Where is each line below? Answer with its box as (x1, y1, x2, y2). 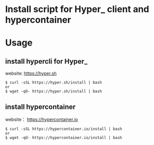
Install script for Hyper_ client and (5, 4, 149, 15)
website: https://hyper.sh (5, 70, 57, 76)
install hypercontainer (5, 102, 76, 111)
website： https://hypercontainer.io (5, 116, 78, 122)
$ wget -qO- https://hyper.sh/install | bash (5, 89, 102, 94)
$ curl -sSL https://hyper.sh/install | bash (5, 80, 102, 85)
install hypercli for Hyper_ (5, 57, 88, 66)
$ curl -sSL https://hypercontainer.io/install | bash (5, 126, 122, 131)
